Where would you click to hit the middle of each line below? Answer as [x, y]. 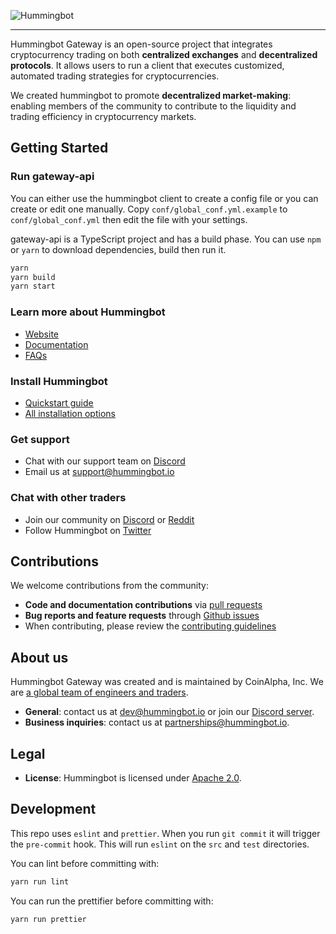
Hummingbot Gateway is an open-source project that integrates [141, 44]
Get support [40, 439]
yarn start [33, 286]
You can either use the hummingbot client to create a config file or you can [164, 198]
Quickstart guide [59, 402]
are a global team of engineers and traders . [99, 692]
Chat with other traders [68, 498]
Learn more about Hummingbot [88, 312]
